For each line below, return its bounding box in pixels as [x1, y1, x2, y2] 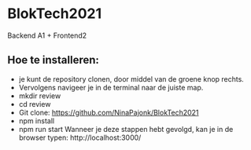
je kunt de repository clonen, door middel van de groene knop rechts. [18, 74, 245, 83]
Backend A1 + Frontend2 [7, 31, 87, 40]
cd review [18, 99, 51, 108]
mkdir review [18, 91, 61, 101]
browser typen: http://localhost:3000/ [18, 133, 142, 142]
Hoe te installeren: [7, 53, 100, 67]
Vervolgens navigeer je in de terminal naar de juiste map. [18, 82, 204, 92]
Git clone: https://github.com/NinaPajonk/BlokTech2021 [18, 108, 199, 117]
